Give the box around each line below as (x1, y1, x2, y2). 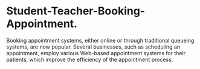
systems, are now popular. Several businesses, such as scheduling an (6, 43, 181, 50)
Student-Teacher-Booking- (6, 4, 146, 18)
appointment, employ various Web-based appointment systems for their (6, 49, 186, 56)
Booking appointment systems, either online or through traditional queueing (6, 37, 195, 44)
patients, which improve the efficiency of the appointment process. (6, 56, 173, 63)
